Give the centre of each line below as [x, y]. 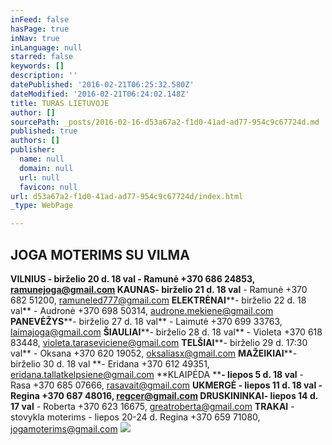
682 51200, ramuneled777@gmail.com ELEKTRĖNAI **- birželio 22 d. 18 [158, 300]
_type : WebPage [42, 206]
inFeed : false [40, 19]
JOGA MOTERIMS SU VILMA [100, 254]
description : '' [44, 76]
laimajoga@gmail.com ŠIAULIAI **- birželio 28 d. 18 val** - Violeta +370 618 [166, 332]
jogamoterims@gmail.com [64, 428]
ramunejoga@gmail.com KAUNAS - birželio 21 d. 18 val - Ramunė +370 [159, 289]
